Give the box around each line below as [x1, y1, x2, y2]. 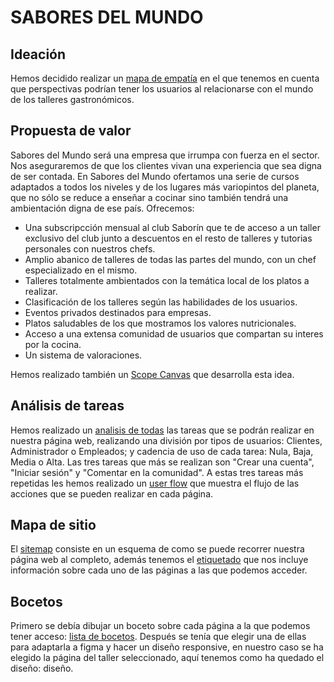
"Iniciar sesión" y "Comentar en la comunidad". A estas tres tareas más [10, 466, 304, 478]
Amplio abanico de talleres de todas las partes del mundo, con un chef [24, 253, 317, 265]
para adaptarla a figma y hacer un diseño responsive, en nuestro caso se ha [10, 641, 324, 653]
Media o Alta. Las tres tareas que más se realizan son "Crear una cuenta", [10, 456, 315, 468]
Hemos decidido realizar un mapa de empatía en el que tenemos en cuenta [10, 72, 320, 84]
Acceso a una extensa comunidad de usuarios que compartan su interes [24, 327, 324, 340]
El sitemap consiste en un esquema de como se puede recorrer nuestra [10, 543, 305, 555]
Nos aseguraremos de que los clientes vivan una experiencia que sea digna [10, 159, 322, 171]
